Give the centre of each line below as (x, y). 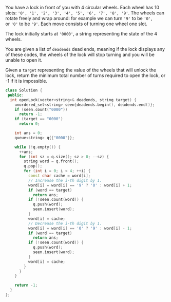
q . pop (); (33, 166)
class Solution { (24, 90)
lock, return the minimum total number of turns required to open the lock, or (85, 75)
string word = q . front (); (52, 161)
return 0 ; (29, 124)
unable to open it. (24, 60)
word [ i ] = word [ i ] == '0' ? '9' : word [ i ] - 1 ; (80, 228)
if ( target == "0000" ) (39, 119)
